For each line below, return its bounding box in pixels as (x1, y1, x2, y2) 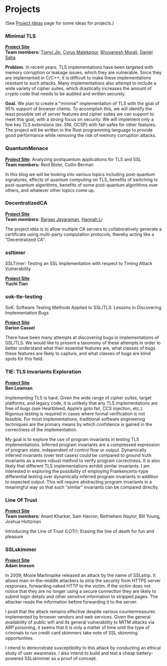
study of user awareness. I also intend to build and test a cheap (5, 650, 136, 656)
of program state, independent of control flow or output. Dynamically (5, 446, 147, 453)
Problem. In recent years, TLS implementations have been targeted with (5, 64, 154, 70)
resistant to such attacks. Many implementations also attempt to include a (5, 80, 157, 86)
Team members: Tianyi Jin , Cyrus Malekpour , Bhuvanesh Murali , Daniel (5, 49, 153, 55)
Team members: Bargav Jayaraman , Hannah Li (5, 216, 103, 222)
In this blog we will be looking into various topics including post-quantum (5, 171, 156, 177)
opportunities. (5, 635, 34, 641)
